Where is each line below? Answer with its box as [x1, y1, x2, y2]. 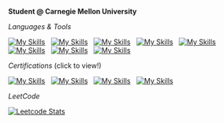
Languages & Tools [8, 22, 72, 31]
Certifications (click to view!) [8, 61, 102, 70]
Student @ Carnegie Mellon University [8, 7, 137, 16]
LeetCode [8, 91, 40, 101]
